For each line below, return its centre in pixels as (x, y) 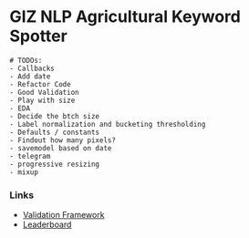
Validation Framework (63, 215)
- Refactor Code (40, 84)
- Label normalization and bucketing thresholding (108, 124)
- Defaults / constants (55, 132)
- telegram (30, 156)
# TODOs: (26, 60)
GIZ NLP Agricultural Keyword (125, 17)
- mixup (24, 172)
